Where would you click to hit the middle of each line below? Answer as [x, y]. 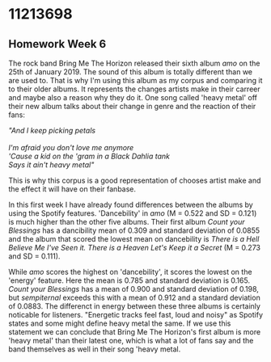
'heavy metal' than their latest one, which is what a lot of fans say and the [131, 341]
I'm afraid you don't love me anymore [71, 147]
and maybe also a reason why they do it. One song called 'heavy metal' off [133, 97]
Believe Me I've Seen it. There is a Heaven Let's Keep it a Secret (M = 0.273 [135, 248]
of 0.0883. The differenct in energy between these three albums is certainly [135, 306]
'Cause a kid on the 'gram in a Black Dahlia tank [89, 156]
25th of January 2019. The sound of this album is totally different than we [131, 72]
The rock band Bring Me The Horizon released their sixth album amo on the [134, 63]
